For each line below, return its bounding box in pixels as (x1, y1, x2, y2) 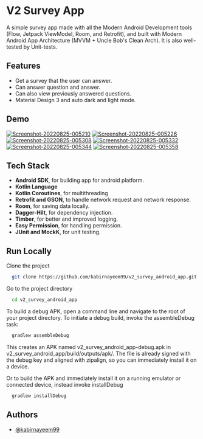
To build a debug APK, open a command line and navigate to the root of (6, 308, 185, 315)
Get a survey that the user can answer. (15, 77, 112, 84)
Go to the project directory (6, 285, 73, 292)
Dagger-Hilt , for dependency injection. (15, 209, 113, 216)
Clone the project (6, 262, 50, 269)
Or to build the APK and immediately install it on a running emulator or (6, 375, 181, 382)
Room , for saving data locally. (15, 202, 90, 210)
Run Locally (6, 246, 52, 256)
